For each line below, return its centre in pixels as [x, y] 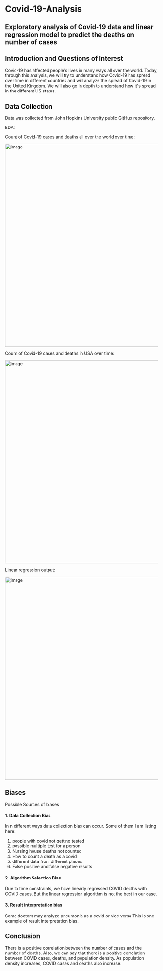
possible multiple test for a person [46, 846]
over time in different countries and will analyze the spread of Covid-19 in [78, 81]
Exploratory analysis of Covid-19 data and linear [79, 27]
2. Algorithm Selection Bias [33, 878]
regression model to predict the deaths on [70, 34]
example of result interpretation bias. [42, 921]
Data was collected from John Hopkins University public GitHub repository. [80, 118]
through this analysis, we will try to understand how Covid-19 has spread [78, 75]
